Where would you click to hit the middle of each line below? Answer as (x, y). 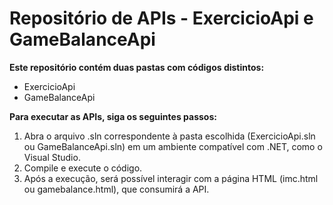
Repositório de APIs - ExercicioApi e (161, 18)
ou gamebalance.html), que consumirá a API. (116, 189)
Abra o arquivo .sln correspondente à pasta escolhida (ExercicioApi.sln (169, 136)
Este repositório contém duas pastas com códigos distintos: (137, 67)
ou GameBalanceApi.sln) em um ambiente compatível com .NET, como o (173, 146)
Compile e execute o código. (83, 168)
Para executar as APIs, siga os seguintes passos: (113, 116)
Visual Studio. (52, 157)
